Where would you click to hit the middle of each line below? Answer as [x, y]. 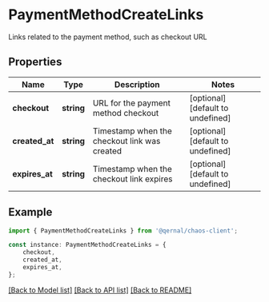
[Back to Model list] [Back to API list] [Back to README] [100, 290]
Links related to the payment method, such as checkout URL [108, 37]
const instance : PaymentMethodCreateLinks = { [87, 245]
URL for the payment [131, 103]
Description [137, 84]
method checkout [126, 113]
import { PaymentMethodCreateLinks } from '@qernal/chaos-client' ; [123, 230]
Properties [35, 62]
